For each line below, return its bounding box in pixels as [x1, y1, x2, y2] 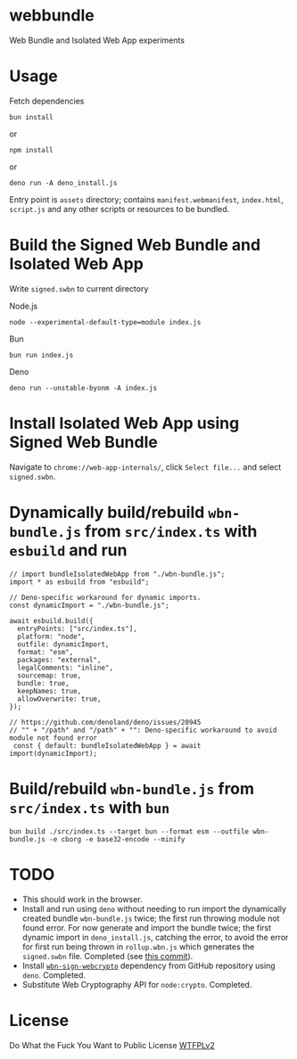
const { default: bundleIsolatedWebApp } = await [12, 741, 202, 750]
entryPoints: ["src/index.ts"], [17, 624, 138, 633]
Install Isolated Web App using [9, 414, 240, 433]
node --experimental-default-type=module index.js [9, 317, 202, 326]
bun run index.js [9, 350, 74, 359]
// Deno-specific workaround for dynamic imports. [9, 593, 202, 602]
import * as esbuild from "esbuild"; [9, 577, 150, 587]
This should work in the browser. [21, 893, 143, 905]
